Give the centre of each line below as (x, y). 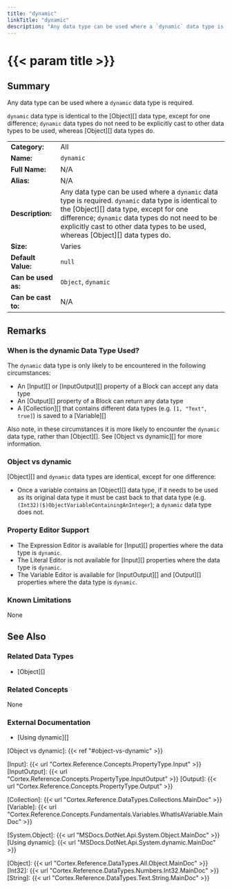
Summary (29, 86)
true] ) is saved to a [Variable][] (62, 416)
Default (23, 258)
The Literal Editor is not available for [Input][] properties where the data (118, 560)
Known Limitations (39, 600)
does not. (31, 512)
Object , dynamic (85, 282)
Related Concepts (38, 689)
